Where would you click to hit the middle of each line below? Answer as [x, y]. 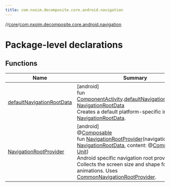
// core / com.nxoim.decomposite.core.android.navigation [63, 24]
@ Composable [94, 132]
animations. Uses [97, 170]
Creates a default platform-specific [119, 111]
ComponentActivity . [100, 99]
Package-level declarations [64, 45]
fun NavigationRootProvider [110, 139]
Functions [22, 64]
